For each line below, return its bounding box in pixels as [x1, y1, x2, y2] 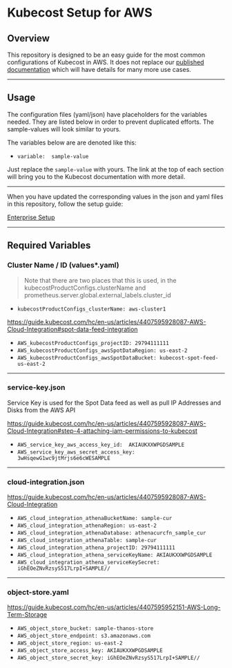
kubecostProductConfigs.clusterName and [23, 284, 146, 292]
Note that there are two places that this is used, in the [23, 276, 177, 284]
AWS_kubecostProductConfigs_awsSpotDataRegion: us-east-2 [17, 347, 188, 354]
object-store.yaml [7, 588, 69, 597]
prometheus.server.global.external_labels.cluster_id [23, 290, 171, 299]
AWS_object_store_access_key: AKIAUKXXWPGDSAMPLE [17, 647, 164, 654]
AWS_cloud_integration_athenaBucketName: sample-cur [17, 515, 173, 522]
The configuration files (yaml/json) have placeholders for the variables [7, 110, 207, 118]
